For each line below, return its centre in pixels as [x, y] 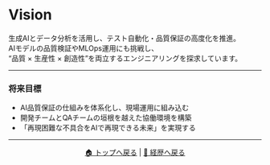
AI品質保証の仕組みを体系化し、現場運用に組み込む [104, 108]
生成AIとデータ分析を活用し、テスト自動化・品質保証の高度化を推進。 [125, 38]
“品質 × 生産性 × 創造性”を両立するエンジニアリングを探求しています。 [125, 58]
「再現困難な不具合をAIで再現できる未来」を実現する [108, 128]
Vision [30, 15]
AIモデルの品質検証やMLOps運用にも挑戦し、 [84, 48]
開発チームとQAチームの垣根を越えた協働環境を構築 [106, 118]
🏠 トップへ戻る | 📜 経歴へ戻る [135, 153]
